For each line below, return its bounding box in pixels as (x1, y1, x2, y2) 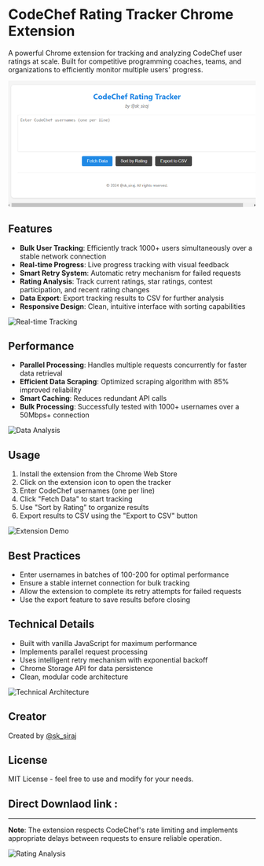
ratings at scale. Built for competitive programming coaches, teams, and (8, 57, 242, 66)
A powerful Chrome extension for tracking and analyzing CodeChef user (8, 48, 243, 57)
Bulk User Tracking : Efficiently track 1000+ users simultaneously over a (19, 243, 253, 252)
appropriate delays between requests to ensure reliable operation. (8, 834, 222, 843)
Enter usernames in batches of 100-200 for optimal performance (19, 570, 229, 579)
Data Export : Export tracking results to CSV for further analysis (19, 293, 225, 303)
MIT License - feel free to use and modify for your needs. (8, 774, 194, 783)
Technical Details (8, 618, 95, 631)
